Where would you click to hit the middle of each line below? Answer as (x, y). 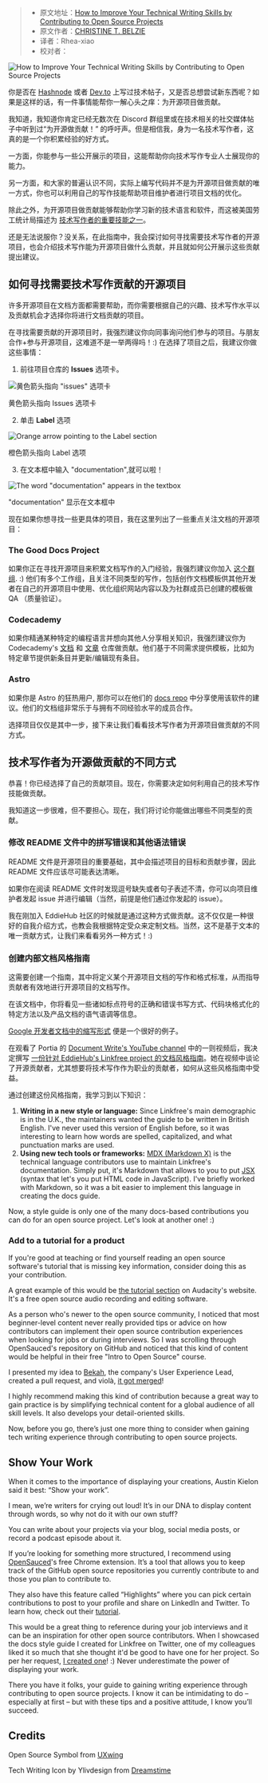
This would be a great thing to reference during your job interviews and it (128, 1627)
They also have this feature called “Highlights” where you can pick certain (130, 1594)
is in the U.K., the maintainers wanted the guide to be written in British (134, 1120)
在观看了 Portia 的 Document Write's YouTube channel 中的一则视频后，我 (130, 1048)
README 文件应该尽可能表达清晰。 (66, 871)
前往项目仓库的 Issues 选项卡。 (71, 369)
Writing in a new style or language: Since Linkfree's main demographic (138, 1111)
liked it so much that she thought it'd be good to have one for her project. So (134, 1653)
